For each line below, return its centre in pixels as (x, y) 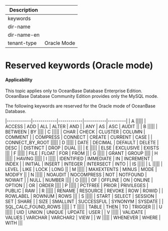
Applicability (19, 80)
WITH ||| (14, 223)
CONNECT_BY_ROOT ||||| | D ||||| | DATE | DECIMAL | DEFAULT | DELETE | (82, 143)
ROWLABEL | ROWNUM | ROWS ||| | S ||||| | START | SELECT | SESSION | (81, 196)
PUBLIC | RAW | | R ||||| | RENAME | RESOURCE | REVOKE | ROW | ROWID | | (84, 191)
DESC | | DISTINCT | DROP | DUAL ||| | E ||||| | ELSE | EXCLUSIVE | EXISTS (82, 148)
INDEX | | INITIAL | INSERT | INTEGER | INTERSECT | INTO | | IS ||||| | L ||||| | (84, 164)
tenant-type (22, 43)
